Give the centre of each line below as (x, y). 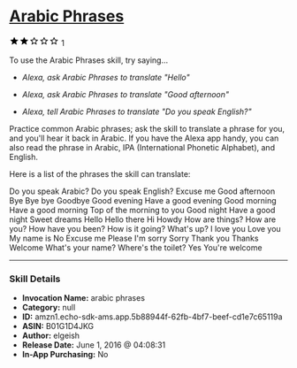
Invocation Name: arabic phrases (84, 298)
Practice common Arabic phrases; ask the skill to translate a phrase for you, (147, 128)
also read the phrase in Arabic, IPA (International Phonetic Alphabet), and (142, 147)
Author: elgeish (51, 336)
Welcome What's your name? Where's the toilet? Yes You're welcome (136, 247)
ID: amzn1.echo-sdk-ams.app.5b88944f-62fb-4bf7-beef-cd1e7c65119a (152, 317)
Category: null (49, 308)
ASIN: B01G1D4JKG (58, 326)
